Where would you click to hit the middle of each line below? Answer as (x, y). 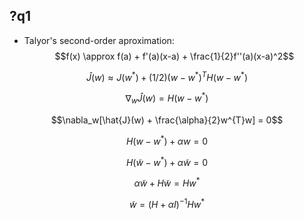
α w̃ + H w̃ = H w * (167, 182)
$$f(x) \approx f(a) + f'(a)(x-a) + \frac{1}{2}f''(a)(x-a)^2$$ (174, 56)
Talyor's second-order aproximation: (99, 40)
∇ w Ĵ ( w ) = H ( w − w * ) (167, 98)
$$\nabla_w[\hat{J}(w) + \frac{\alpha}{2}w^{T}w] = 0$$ (167, 120)
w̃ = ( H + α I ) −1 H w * (167, 203)
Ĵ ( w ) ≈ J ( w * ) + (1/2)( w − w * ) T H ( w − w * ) (167, 76)
